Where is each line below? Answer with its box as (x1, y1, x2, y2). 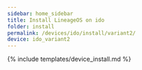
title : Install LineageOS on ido (7, 17, 105, 24)
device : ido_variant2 (7, 36, 71, 43)
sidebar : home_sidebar (7, 10, 73, 17)
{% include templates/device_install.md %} (7, 55, 132, 63)
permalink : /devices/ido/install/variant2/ (7, 29, 136, 37)
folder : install (7, 23, 55, 30)
